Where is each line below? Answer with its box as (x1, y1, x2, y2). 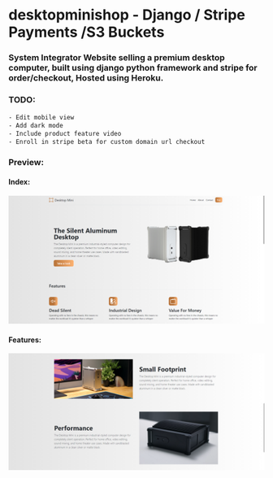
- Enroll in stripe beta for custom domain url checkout (8, 138, 206, 146)
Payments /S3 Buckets (8, 23, 165, 41)
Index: (8, 176, 31, 186)
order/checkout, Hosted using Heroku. (8, 72, 164, 84)
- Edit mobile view (8, 114, 75, 122)
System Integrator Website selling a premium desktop (8, 52, 225, 63)
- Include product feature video (8, 130, 122, 138)
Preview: (8, 157, 45, 168)
